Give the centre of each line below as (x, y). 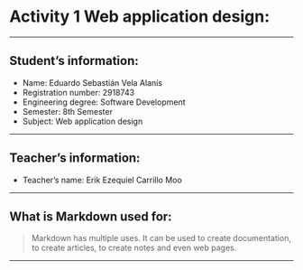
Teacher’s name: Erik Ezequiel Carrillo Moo (102, 180)
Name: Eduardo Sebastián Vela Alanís (92, 82)
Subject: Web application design (83, 121)
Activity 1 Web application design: (140, 17)
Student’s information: (74, 61)
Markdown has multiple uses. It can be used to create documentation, (161, 238)
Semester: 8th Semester (67, 111)
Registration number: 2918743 (78, 92)
